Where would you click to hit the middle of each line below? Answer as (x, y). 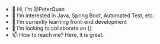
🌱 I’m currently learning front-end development (69, 22)
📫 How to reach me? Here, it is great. (58, 35)
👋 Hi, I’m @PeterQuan (38, 9)
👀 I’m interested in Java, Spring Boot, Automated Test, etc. (83, 15)
